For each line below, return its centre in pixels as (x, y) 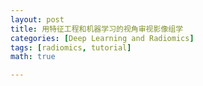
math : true (33, 57)
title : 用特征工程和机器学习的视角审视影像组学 (97, 29)
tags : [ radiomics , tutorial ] (71, 47)
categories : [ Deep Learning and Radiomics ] (102, 38)
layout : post (37, 19)
